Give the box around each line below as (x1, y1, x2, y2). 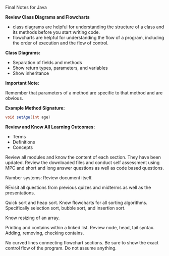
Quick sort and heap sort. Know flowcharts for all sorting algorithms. (5, 199, 148, 206)
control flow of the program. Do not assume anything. (5, 245, 117, 251)
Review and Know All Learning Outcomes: (5, 124, 95, 130)
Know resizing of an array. (5, 215, 60, 221)
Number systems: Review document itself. (5, 174, 93, 181)
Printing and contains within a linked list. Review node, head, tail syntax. (5, 224, 155, 230)
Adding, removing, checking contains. (5, 230, 84, 236)
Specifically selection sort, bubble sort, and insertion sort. (5, 204, 126, 211)
